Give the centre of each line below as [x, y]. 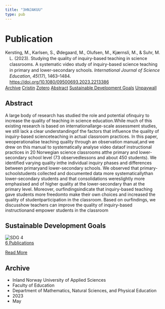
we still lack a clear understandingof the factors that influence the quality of [82, 131]
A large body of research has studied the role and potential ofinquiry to [77, 115]
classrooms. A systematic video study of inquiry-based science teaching [84, 64]
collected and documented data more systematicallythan [95, 173]
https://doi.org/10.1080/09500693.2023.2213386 [59, 82]
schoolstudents [21, 173]
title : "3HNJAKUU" [24, 10]
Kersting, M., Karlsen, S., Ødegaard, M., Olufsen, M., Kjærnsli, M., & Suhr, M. [83, 53]
